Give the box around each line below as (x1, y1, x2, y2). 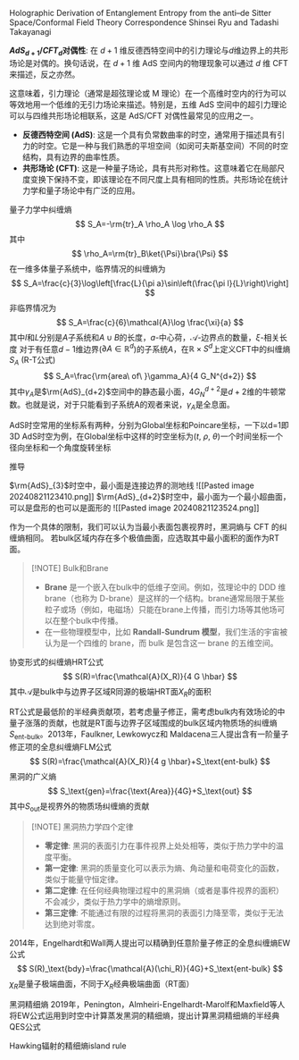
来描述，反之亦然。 (9, 69, 80, 80)
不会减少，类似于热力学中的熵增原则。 (44, 896, 186, 906)
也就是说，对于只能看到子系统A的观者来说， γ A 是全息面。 (24, 399, 235, 412)
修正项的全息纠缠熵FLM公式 (9, 742, 112, 753)
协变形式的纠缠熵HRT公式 (9, 656, 104, 667)
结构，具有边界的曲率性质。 (21, 151, 125, 162)
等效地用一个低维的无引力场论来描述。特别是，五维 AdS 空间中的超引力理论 (9, 98, 287, 110)
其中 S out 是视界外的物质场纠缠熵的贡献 (9, 801, 150, 813)
